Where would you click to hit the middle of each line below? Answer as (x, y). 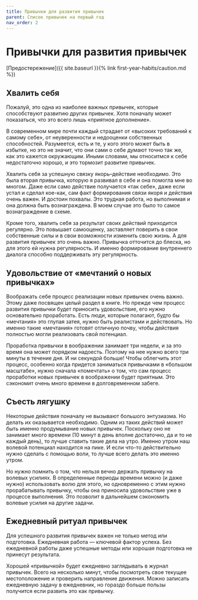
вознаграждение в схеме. (39, 212)
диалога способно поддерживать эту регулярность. (72, 255)
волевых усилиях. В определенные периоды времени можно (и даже (94, 477)
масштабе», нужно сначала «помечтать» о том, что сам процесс (89, 370)
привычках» (30, 282)
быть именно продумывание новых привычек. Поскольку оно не (88, 428)
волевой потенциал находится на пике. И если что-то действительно (94, 447)
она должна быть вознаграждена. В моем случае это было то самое (93, 206)
